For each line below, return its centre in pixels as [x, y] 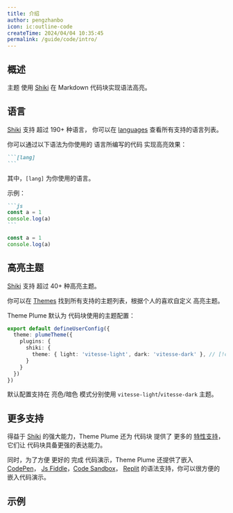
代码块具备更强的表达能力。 [66, 445]
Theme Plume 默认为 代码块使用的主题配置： [71, 315]
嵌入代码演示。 [28, 478]
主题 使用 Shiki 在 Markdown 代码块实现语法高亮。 [79, 87]
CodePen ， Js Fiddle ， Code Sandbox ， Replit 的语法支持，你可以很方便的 [114, 469]
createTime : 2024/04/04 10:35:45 [55, 33]
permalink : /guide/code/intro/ [52, 40]
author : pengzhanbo [35, 20]
